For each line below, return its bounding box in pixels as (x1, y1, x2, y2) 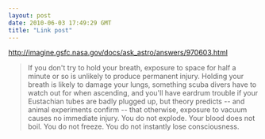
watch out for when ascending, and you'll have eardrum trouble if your (27, 88, 259, 98)
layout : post (8, 11, 52, 20)
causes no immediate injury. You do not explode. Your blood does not (27, 114, 255, 123)
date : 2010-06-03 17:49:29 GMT (8, 19, 112, 27)
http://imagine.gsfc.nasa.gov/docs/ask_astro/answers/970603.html (8, 48, 229, 58)
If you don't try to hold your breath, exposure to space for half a (27, 63, 236, 73)
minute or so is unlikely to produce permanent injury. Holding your (27, 72, 244, 81)
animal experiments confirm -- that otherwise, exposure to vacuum (27, 105, 248, 115)
